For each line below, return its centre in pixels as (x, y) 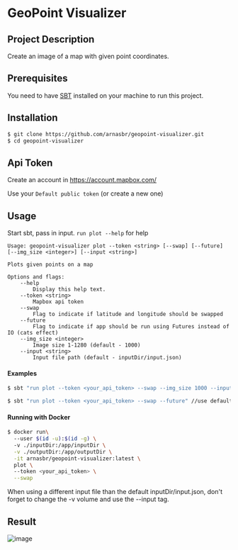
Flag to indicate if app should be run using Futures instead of (131, 327)
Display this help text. (69, 289)
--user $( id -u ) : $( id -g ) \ (55, 439)
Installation (33, 118)
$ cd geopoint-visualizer (45, 141)
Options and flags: (36, 277)
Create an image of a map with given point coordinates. (88, 56)
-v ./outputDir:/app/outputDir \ (63, 451)
